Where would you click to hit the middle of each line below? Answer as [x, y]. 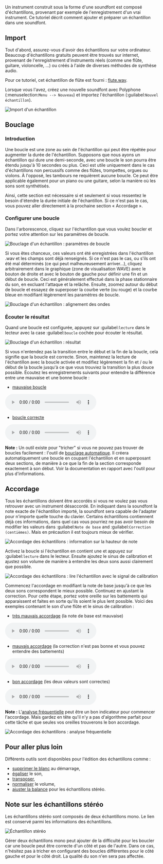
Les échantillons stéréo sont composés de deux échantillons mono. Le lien [80, 816]
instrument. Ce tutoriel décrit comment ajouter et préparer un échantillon [78, 17]
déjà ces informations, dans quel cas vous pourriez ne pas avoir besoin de [80, 522]
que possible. [19, 567]
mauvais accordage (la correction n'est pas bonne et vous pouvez [78, 646]
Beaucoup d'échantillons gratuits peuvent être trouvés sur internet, [72, 55]
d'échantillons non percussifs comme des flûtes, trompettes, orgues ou [77, 170]
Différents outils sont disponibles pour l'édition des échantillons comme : [78, 759]
